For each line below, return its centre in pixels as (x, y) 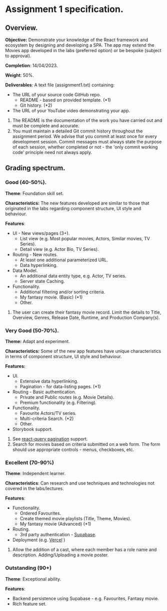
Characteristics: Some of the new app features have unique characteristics (83, 351)
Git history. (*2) (36, 105)
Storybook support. (32, 429)
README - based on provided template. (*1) (65, 100)
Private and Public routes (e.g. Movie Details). (67, 397)
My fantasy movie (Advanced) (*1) (55, 524)
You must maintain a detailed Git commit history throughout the (77, 131)
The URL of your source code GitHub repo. (56, 95)
